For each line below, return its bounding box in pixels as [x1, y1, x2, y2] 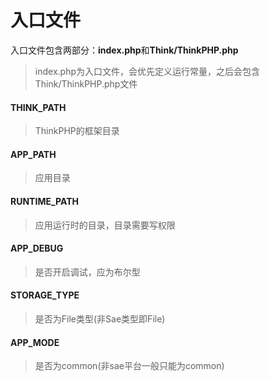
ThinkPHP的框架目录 [34, 125, 120, 137]
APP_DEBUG [10, 242, 64, 255]
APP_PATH [10, 148, 57, 160]
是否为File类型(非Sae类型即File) [34, 312, 166, 325]
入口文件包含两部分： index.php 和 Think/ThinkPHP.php [10, 44, 239, 56]
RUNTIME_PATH [10, 195, 79, 207]
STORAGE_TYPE [10, 289, 80, 301]
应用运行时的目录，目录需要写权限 [34, 219, 176, 231]
